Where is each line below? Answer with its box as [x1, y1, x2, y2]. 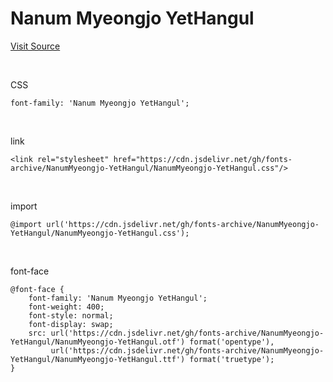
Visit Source [10, 40, 61, 52]
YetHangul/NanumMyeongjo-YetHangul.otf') [10, 337, 186, 347]
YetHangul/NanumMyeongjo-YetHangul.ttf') [10, 354, 186, 364]
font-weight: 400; [28, 302, 105, 312]
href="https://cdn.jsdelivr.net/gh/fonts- [113, 154, 293, 164]
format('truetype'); [189, 354, 275, 364]
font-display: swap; [28, 319, 114, 329]
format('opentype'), [189, 337, 275, 347]
